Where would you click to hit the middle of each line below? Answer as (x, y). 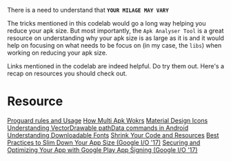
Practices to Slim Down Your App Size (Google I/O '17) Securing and (104, 142)
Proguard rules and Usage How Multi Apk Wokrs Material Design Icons (108, 120)
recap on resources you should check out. (67, 73)
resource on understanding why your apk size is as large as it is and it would (115, 38)
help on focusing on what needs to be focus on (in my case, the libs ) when (114, 45)
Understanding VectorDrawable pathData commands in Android (98, 128)
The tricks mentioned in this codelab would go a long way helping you (107, 23)
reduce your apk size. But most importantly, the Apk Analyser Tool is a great (115, 31)
